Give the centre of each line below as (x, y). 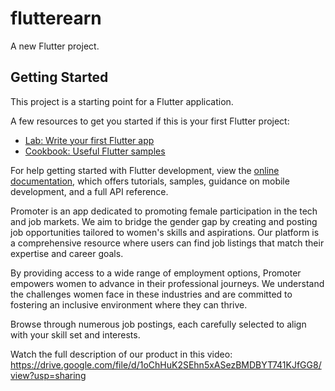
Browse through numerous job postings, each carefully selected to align (158, 324)
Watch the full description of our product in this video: (121, 354)
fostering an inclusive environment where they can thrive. (129, 304)
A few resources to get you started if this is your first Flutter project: (150, 121)
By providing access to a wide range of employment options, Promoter (156, 273)
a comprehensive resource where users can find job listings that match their (167, 243)
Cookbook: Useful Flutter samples (95, 151)
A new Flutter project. (55, 46)
